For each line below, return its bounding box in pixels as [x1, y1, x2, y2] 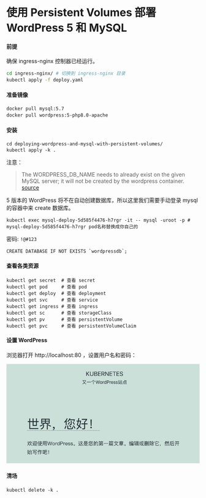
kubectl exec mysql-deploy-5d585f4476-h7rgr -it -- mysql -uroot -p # [6, 217, 191, 224]
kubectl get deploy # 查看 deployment [6, 290, 107, 296]
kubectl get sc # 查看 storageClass [6, 310, 112, 316]
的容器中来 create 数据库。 [6, 204, 74, 212]
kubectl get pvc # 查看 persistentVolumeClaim [6, 323, 137, 329]
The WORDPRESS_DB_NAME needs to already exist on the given [21, 171, 185, 178]
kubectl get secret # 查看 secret [6, 277, 96, 283]
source [21, 184, 40, 191]
